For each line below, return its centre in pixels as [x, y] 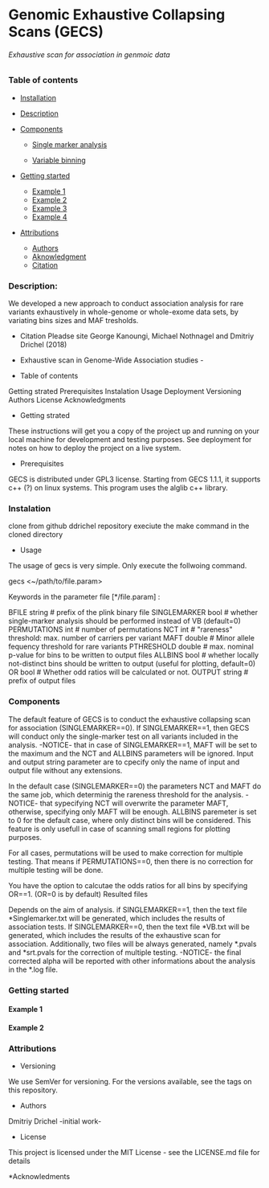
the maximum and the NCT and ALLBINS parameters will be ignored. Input [131, 753]
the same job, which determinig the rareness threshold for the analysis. [126, 794]
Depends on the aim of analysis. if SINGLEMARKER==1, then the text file [128, 909]
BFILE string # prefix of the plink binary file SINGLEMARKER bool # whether [133, 612]
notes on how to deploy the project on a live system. [95, 449]
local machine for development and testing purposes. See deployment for [130, 440]
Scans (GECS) [56, 32]
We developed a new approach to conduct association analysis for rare [126, 304]
